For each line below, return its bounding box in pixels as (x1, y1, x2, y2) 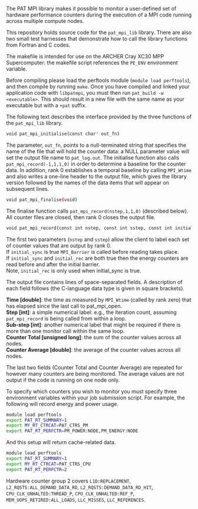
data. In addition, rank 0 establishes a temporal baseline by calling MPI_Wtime (6, 166, 192, 173)
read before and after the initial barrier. (6, 260, 100, 267)
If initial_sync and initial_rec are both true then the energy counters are (6, 254, 189, 262)
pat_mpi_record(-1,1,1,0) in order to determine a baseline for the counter (6, 160, 186, 167)
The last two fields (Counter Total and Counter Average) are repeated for (6, 363, 183, 371)
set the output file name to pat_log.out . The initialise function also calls (6, 154, 180, 161)
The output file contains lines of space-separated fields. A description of (6, 278, 183, 285)
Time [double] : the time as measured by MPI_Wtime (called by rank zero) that (6, 296, 192, 303)
